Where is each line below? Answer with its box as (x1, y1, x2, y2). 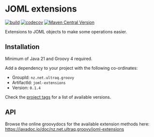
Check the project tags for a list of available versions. (5, 94, 111, 100)
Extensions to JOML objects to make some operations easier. (5, 29, 127, 34)
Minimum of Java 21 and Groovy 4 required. (5, 56, 92, 61)
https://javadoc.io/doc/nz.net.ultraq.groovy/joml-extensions (5, 126, 124, 132)
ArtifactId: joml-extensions (12, 79, 66, 85)
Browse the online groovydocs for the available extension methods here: (5, 121, 150, 127)
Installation (5, 43, 40, 51)
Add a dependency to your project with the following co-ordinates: (5, 65, 138, 71)
